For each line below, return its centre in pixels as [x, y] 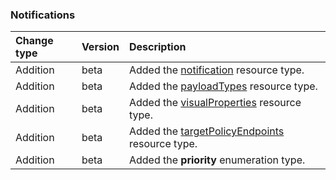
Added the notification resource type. [216, 70]
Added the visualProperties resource [215, 103]
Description [157, 47]
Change [34, 41]
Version [100, 47]
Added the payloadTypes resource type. [223, 86]
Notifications [43, 15]
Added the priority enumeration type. [217, 160]
